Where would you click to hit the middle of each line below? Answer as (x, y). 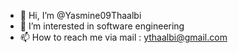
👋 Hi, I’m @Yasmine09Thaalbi (80, 15)
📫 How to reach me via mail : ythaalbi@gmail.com (123, 37)
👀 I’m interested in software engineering (102, 26)
